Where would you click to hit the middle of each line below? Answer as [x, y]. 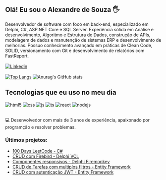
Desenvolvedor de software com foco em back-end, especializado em [77, 24]
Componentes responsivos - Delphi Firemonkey [61, 161]
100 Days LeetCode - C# [37, 151]
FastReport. [17, 56]
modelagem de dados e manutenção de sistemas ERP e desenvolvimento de [83, 40]
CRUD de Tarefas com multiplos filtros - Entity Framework [71, 167]
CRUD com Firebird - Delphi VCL [46, 156]
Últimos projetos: [27, 140]
